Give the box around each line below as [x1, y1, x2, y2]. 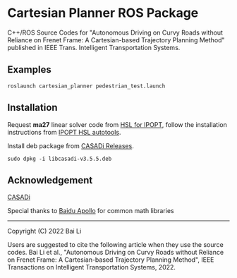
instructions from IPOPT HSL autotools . [7, 128, 121, 136]
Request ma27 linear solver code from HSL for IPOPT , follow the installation [7, 120, 228, 128]
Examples [7, 64, 51, 75]
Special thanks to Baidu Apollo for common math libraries [7, 207, 174, 215]
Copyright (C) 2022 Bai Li [7, 227, 82, 236]
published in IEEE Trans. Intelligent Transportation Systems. [7, 43, 181, 52]
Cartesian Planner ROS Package [7, 5, 199, 21]
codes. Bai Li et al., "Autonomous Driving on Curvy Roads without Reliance [7, 248, 224, 257]
